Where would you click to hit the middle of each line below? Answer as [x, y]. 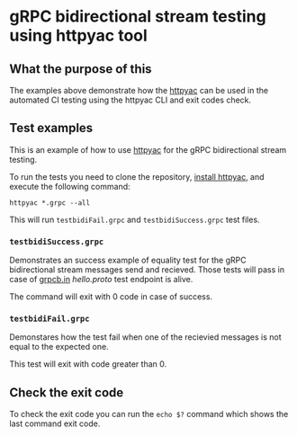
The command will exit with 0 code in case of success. [111, 297]
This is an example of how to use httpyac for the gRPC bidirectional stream [148, 149]
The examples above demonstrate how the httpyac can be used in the [139, 90]
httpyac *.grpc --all [50, 203]
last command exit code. [55, 423]
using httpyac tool [79, 36]
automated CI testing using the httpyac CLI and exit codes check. [130, 100]
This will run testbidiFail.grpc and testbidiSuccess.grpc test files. [135, 219]
